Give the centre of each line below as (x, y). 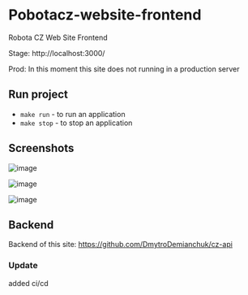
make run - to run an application (73, 114)
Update (23, 266)
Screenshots (41, 148)
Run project (38, 95)
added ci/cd (28, 283)
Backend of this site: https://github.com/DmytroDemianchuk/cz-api (121, 245)
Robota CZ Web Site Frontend (58, 37)
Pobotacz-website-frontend (105, 15)
